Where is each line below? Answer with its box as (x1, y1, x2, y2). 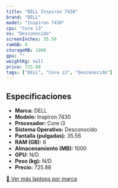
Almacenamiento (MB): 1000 (14, 145, 87, 152)
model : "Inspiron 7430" (6, 20, 65, 26)
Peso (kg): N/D (14, 158, 52, 165)
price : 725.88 (6, 63, 42, 70)
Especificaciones (6, 91, 72, 101)
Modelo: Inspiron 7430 (14, 113, 71, 120)
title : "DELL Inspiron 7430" (6, 8, 78, 15)
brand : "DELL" (6, 14, 42, 20)
